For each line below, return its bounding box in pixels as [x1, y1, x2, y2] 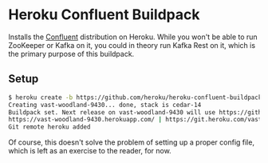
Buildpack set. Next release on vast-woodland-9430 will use [8, 108, 216, 117]
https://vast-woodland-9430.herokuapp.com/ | [8, 116, 162, 124]
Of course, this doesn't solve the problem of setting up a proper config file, [8, 137, 255, 147]
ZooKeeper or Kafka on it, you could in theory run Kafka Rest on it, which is [8, 40, 256, 50]
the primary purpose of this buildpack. [8, 49, 135, 58]
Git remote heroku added [8, 123, 91, 131]
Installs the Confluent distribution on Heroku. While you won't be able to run [8, 32, 258, 42]
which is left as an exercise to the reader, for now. [8, 146, 171, 156]
